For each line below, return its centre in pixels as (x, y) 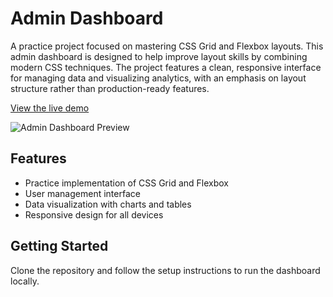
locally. (25, 281)
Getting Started (59, 246)
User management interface (82, 193)
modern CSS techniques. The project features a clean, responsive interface (166, 67)
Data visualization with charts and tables (108, 204)
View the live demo (50, 108)
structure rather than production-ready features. (110, 88)
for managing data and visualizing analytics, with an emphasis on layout (158, 78)
